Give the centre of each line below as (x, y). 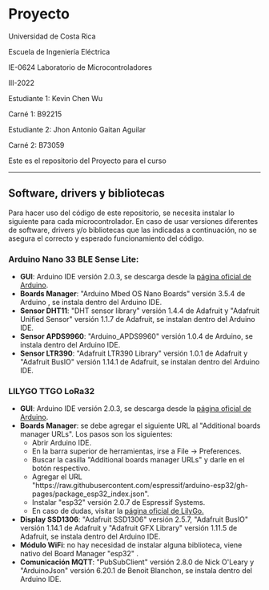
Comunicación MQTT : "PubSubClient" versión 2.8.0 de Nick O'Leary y (137, 562)
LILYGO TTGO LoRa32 (52, 391)
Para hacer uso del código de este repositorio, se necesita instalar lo (121, 213)
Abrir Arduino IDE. (62, 443)
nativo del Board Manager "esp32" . (79, 554)
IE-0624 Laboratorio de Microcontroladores (80, 67)
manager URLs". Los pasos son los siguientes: (96, 434)
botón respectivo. (61, 468)
